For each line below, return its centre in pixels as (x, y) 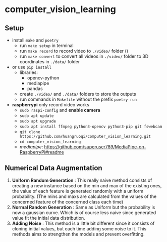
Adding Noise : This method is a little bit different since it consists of (83, 223)
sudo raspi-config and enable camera (60, 110)
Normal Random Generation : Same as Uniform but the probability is (83, 207)
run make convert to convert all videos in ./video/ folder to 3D (84, 56)
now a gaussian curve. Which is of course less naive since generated (84, 212)
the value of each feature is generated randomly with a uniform (78, 191)
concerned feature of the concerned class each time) (68, 201)
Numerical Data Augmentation (53, 168)
